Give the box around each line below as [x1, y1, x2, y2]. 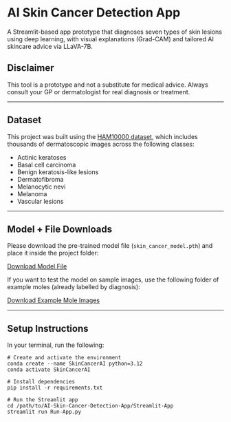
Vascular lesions [16, 197, 64, 205]
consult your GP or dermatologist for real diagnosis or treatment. [7, 87, 190, 96]
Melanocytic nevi [16, 182, 66, 191]
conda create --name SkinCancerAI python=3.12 [7, 360, 143, 368]
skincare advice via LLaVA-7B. [7, 42, 93, 50]
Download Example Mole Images [7, 296, 100, 304]
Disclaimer [7, 62, 54, 74]
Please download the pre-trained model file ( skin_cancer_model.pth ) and [7, 242, 213, 250]
